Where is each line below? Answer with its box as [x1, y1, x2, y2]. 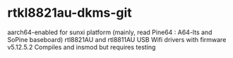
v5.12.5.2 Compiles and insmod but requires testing [7, 43, 156, 51]
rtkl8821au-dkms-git [7, 5, 132, 21]
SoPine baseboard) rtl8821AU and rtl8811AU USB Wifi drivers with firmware [7, 35, 227, 43]
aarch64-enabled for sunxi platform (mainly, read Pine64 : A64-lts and [7, 28, 213, 36]
